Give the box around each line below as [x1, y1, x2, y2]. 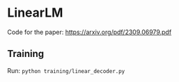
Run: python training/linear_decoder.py [7, 66, 125, 74]
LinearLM [7, 5, 63, 21]
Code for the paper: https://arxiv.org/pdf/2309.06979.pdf [7, 28, 172, 36]
